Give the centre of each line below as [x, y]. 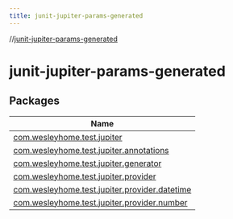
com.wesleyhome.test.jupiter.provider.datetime [102, 189]
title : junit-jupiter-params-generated [76, 16]
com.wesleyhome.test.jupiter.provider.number [100, 202]
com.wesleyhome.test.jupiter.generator [87, 163]
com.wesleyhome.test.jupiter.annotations [91, 150]
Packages [34, 101]
